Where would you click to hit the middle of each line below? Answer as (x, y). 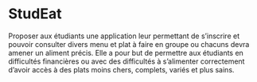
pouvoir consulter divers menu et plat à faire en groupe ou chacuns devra (129, 44)
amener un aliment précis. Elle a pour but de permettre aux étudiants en (126, 53)
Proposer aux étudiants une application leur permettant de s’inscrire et (124, 36)
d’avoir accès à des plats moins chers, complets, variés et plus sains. (121, 69)
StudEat (35, 14)
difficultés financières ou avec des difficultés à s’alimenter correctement (127, 61)
